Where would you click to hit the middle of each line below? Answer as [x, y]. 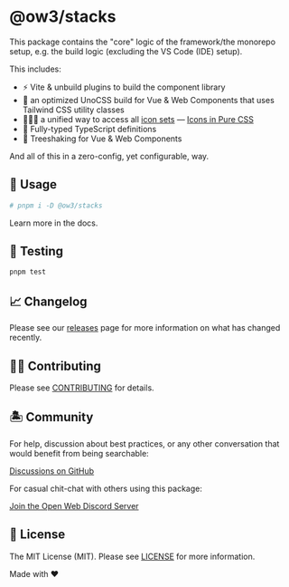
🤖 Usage [33, 184]
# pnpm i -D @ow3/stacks [56, 206]
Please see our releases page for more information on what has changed [145, 328]
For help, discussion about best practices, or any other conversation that [144, 443]
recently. [26, 338]
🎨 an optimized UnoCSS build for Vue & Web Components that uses [149, 100]
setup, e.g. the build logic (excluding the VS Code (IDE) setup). [126, 51]
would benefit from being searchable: [79, 453]
